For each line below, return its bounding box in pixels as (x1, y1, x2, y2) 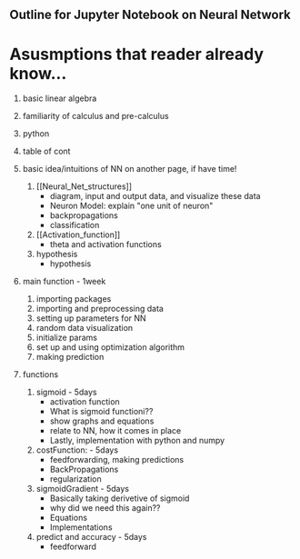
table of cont (22, 145, 71, 157)
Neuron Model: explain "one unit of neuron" (49, 200, 214, 212)
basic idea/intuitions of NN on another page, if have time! (22, 164, 237, 175)
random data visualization (35, 323, 134, 334)
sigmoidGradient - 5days (35, 484, 130, 494)
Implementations (49, 522, 113, 533)
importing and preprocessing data (35, 304, 164, 314)
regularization (49, 474, 102, 484)
